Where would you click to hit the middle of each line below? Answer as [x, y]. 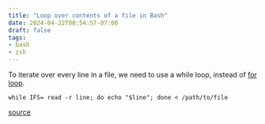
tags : [17, 38]
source [20, 112]
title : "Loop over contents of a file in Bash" [88, 15]
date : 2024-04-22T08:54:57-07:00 [63, 23]
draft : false [30, 30]
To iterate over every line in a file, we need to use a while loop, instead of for [132, 75]
